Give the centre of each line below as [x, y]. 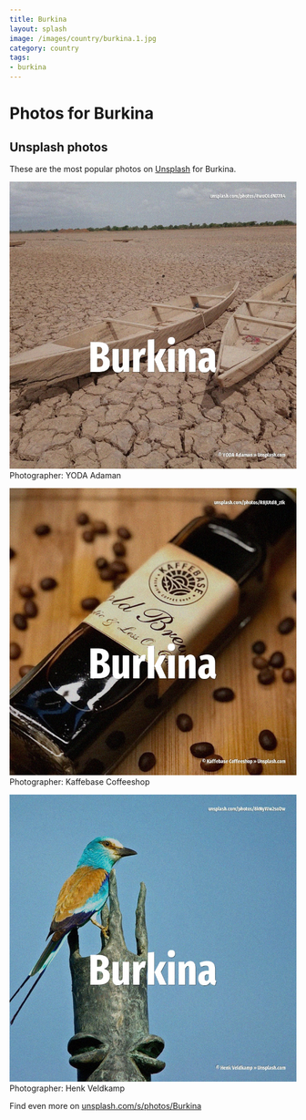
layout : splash [38, 29]
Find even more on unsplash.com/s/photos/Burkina [106, 1106]
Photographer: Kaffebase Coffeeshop [80, 782]
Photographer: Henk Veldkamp [67, 1088]
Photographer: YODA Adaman [65, 475]
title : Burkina [38, 19]
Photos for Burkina [82, 113]
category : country [44, 48]
